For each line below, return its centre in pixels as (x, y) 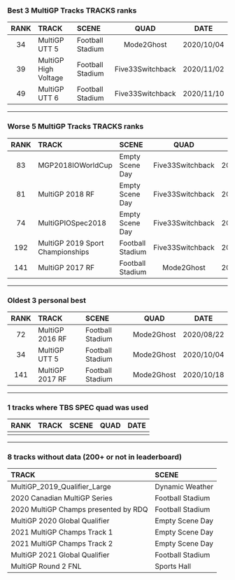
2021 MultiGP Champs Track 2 (62, 544)
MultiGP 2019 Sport (71, 243)
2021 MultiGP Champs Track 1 (62, 532)
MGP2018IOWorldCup (76, 165)
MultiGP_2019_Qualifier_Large (61, 487)
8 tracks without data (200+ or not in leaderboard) (94, 457)
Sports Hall (173, 567)
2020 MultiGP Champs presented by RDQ (79, 509)
